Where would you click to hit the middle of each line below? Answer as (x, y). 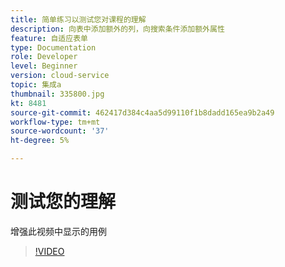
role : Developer (44, 57)
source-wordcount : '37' (60, 131)
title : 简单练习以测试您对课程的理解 (78, 19)
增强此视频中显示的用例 (58, 231)
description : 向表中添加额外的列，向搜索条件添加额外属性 (117, 29)
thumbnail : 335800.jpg (57, 94)
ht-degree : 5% (40, 141)
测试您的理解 (63, 202)
